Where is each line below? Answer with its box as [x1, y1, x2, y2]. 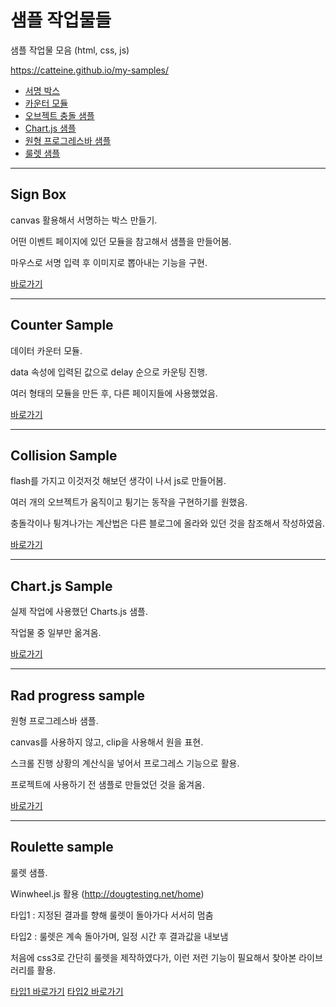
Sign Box [10, 186, 67, 203]
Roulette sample [10, 839, 114, 856]
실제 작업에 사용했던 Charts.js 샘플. [10, 606, 148, 618]
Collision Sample [10, 447, 118, 464]
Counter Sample [10, 317, 114, 334]
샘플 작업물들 [10, 9, 112, 32]
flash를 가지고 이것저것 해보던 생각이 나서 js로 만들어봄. [10, 475, 227, 487]
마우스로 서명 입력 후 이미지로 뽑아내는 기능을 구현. [10, 256, 208, 268]
